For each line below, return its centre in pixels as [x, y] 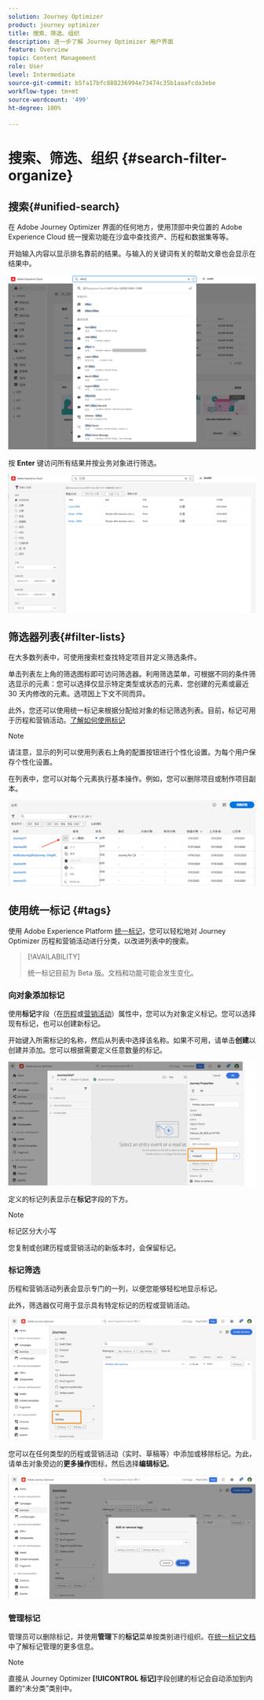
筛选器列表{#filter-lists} [67, 637]
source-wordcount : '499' [49, 100]
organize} [41, 176]
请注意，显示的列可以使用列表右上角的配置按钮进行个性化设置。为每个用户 [128, 752]
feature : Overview [38, 50]
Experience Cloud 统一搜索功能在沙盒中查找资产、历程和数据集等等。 [121, 237]
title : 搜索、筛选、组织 [44, 33]
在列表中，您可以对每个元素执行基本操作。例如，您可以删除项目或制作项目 [128, 779]
